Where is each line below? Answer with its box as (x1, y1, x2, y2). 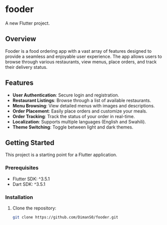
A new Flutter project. (5, 20, 50, 26)
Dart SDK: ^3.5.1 (12, 181, 46, 187)
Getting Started (5, 138, 55, 147)
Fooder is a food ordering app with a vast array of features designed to (5, 48, 152, 54)
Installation (5, 193, 34, 200)
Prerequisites (5, 164, 39, 171)
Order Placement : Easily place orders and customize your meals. (12, 108, 147, 114)
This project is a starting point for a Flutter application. (5, 152, 117, 158)
